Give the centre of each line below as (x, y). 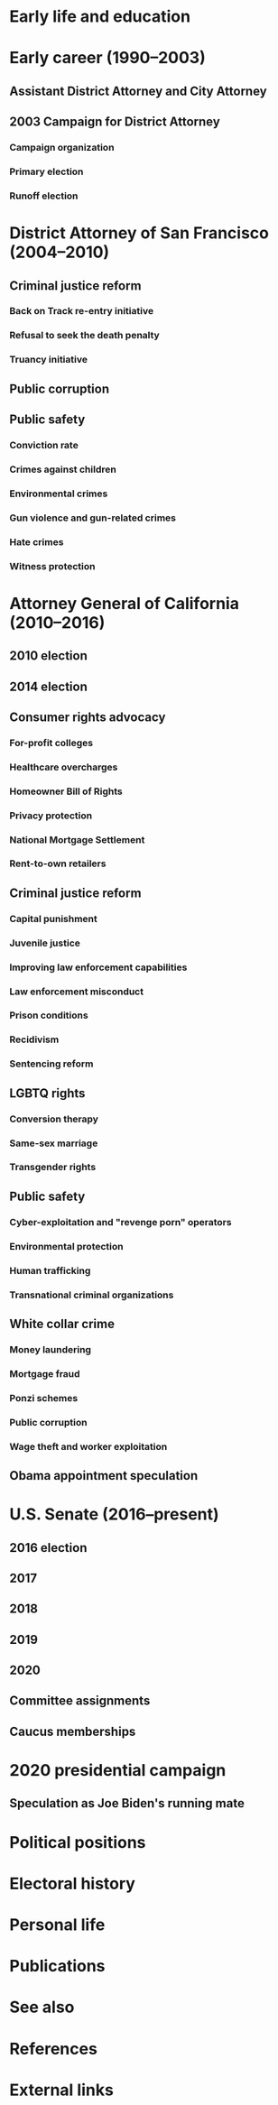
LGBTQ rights (47, 1093)
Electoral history (72, 1883)
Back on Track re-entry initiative (82, 311)
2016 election (48, 1548)
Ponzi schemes (44, 1398)
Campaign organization (62, 148)
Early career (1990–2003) (107, 58)
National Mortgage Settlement (77, 839)
